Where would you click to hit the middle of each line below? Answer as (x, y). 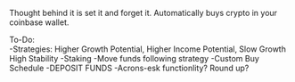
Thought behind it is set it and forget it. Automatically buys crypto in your (143, 13)
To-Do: (22, 40)
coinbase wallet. (39, 22)
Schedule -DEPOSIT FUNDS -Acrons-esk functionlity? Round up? (129, 68)
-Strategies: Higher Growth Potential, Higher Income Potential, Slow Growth (148, 49)
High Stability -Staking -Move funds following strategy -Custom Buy (135, 58)
